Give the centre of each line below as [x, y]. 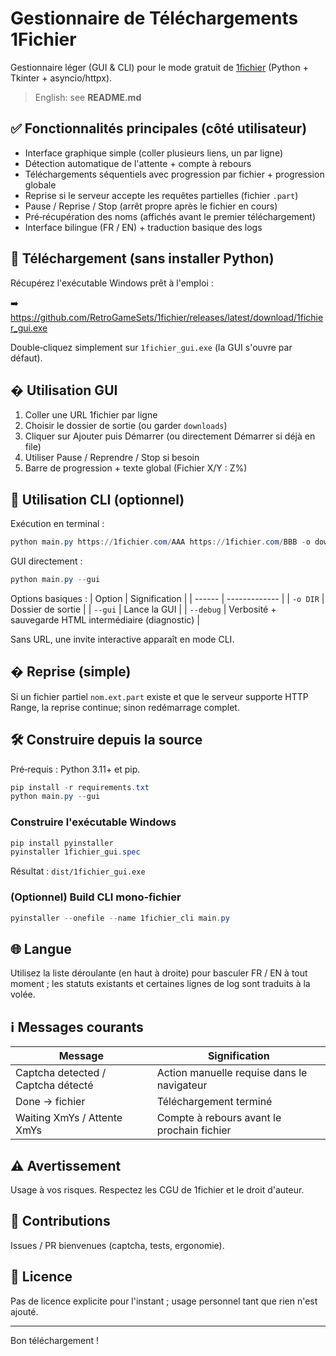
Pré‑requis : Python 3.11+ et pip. [75, 769]
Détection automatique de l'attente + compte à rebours [138, 163]
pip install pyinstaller [62, 843]
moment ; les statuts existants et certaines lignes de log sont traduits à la [160, 984]
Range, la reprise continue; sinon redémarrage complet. [125, 707]
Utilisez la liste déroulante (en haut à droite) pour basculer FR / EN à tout [159, 973]
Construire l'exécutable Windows [93, 822]
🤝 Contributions [60, 1221]
